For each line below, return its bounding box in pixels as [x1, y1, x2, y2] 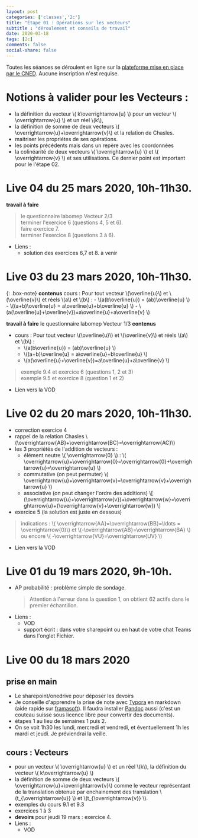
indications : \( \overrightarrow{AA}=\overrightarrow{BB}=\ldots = [20, 520, 181, 527]
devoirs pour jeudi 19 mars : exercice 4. [14, 814, 112, 821]
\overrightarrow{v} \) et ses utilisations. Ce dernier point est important [14, 154, 186, 161]
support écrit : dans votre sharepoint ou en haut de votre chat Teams [23, 626, 191, 633]
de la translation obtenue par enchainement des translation [14, 788, 158, 795]
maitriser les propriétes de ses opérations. [14, 135, 118, 142]
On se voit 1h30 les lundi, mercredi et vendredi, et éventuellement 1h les [14, 724, 190, 731]
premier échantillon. [29, 602, 79, 609]
